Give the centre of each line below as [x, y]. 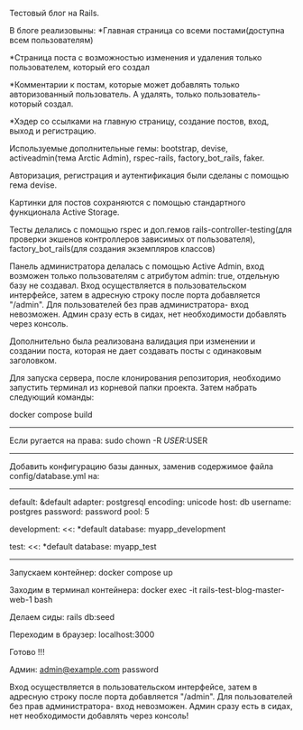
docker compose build [51, 415]
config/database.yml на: [55, 476]
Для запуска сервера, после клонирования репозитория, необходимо [145, 378]
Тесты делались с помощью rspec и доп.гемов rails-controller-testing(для [151, 230]
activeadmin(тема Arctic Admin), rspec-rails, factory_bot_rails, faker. [137, 158]
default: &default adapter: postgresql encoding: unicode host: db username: [150, 502]
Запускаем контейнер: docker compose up [91, 573]
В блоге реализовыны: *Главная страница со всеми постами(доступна [147, 30]
